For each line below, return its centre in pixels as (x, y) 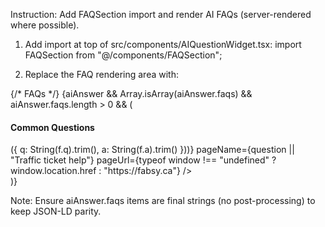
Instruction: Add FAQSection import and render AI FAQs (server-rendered (161, 14)
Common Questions (52, 127)
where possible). (45, 25)
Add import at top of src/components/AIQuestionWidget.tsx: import (163, 44)
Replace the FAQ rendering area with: (101, 74)
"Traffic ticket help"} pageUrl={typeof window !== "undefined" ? (143, 160)
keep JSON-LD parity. (56, 211)
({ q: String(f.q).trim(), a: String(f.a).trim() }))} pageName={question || (152, 150)
